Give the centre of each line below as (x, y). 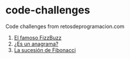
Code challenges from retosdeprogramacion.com (65, 26)
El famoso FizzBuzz (38, 37)
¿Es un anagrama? (36, 44)
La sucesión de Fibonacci (45, 50)
